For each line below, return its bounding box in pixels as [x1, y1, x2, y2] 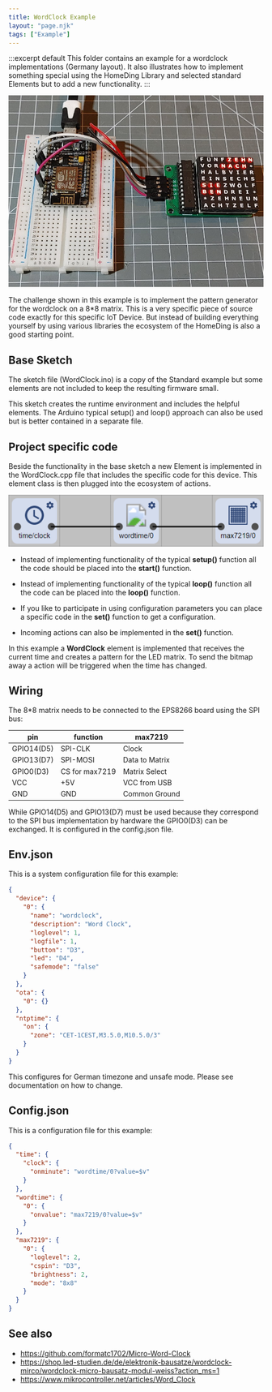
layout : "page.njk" [8, 21, 74, 30]
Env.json [8, 848, 53, 861]
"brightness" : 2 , [29, 1270, 89, 1278]
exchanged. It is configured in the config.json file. [8, 824, 174, 834]
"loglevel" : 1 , [29, 929, 82, 937]
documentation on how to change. [8, 1080, 123, 1090]
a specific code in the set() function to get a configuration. [19, 612, 216, 621]
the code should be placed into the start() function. [19, 563, 192, 573]
